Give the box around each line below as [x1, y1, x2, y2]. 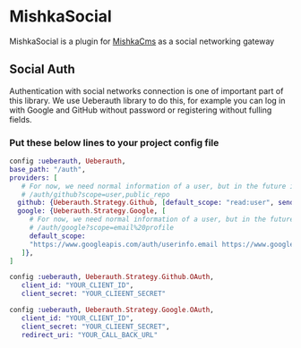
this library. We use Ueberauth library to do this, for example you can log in [9, 95, 286, 106]
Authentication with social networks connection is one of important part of [9, 85, 284, 96]
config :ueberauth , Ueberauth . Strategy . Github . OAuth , [9, 273, 215, 282]
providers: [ [9, 173, 58, 182]
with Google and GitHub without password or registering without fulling [9, 105, 272, 115]
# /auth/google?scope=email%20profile [29, 224, 175, 233]
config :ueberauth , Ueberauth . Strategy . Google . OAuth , [9, 306, 215, 315]
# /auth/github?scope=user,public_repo [21, 190, 170, 199]
